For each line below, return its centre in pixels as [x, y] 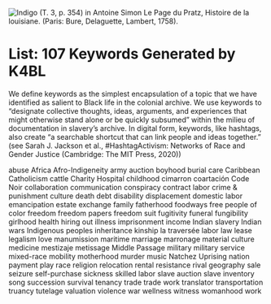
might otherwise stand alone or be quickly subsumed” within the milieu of [131, 119]
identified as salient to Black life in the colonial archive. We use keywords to [135, 102]
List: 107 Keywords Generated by [122, 54]
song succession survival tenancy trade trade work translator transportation [136, 282]
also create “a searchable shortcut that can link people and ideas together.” [135, 137]
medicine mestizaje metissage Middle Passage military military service [127, 247]
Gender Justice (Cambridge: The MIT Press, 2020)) [95, 154]
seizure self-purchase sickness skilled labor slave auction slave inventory [131, 273]
